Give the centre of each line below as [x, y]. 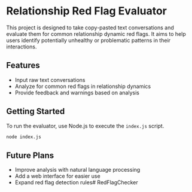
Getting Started [36, 112]
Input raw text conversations [50, 80]
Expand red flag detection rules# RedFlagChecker [77, 182]
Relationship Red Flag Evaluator [87, 11]
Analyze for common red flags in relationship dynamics [83, 86]
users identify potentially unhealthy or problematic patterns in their [89, 40]
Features [23, 65]
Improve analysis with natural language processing [77, 170]
